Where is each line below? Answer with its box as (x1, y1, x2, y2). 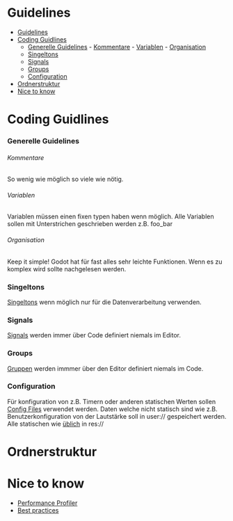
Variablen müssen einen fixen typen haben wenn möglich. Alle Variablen (7, 212, 214, 221)
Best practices (17, 506, 59, 514)
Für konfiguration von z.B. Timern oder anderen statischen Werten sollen (7, 397, 216, 406)
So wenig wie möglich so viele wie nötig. (7, 175, 124, 184)
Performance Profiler (17, 499, 78, 507)
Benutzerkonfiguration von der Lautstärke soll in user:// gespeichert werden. (7, 412, 227, 420)
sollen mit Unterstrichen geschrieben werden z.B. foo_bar (7, 220, 172, 228)
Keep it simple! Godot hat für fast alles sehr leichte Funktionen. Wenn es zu (7, 257, 223, 266)
